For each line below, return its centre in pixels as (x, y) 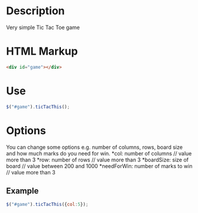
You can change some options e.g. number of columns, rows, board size (95, 147)
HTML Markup (42, 51)
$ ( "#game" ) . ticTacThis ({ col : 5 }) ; (47, 205)
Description (35, 11)
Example (22, 191)
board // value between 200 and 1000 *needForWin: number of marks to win (99, 166)
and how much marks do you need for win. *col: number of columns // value (99, 153)
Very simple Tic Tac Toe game (43, 27)
